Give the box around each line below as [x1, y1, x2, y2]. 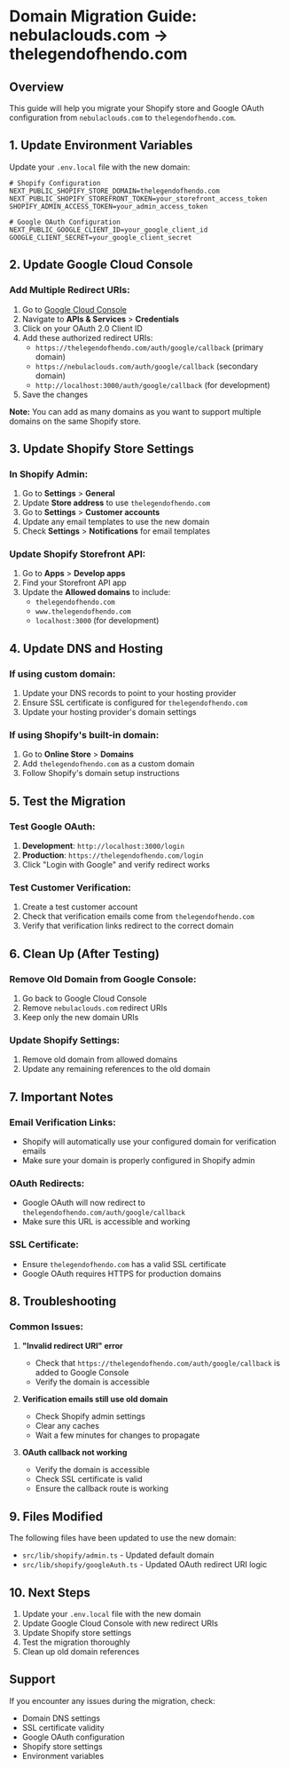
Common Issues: [9, 1320, 84, 1333]
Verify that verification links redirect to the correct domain [21, 921, 234, 932]
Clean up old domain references [21, 1646, 140, 1657]
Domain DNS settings [21, 1712, 100, 1724]
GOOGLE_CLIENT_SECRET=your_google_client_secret [9, 233, 192, 242]
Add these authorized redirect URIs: [21, 332, 153, 343]
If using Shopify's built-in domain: [9, 729, 160, 741]
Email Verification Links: [9, 1116, 117, 1129]
